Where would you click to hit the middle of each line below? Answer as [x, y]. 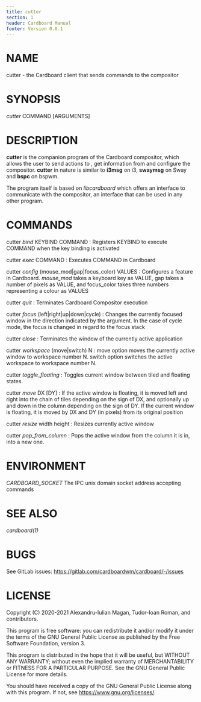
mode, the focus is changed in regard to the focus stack [76, 327]
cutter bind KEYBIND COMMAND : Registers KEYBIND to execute [87, 242]
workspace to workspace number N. [51, 363]
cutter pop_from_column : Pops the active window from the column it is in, [98, 435]
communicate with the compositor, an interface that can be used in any [94, 195]
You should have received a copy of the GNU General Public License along [99, 686]
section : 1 [20, 17]
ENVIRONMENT [46, 466]
